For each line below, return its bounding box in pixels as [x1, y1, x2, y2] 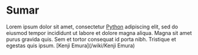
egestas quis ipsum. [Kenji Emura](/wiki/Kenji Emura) [6, 42, 135, 49]
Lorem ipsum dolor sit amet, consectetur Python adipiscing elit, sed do [6, 23, 178, 30]
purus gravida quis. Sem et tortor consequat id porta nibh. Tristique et [6, 35, 176, 43]
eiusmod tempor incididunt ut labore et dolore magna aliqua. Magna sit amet [6, 29, 192, 36]
